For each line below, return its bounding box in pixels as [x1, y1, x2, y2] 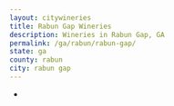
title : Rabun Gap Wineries [9, 22, 112, 31]
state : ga [9, 47, 47, 56]
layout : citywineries [9, 13, 92, 23]
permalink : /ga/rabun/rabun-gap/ [9, 38, 137, 48]
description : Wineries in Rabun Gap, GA [9, 30, 166, 39]
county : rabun [9, 55, 64, 64]
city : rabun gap [9, 64, 71, 73]
